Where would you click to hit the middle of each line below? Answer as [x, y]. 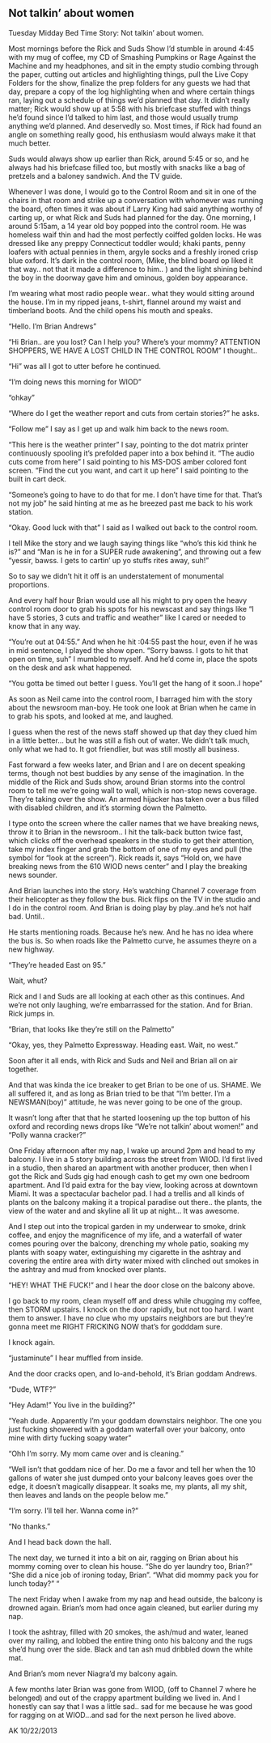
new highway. [32, 949]
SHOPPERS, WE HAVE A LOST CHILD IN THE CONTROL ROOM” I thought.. [133, 350]
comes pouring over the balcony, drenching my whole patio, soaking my [129, 1243]
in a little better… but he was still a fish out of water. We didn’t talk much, [129, 740]
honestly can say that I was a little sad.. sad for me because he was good [131, 1706]
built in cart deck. [38, 479]
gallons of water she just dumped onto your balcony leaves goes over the [131, 1478]
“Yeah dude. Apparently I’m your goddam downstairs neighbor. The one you [135, 1420]
